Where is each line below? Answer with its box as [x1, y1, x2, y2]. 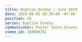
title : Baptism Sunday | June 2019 [5, 7, 78, 12]
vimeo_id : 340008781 [5, 29, 47, 34]
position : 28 [5, 16, 32, 21]
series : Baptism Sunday [5, 20, 54, 26]
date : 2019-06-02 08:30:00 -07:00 [5, 12, 76, 16]
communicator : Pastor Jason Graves [5, 25, 78, 30]
